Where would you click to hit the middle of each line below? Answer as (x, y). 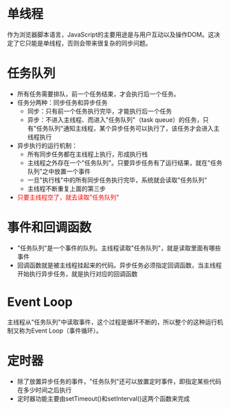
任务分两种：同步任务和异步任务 (62, 102)
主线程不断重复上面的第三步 (67, 188)
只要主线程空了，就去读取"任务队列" (68, 197)
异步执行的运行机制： (47, 145)
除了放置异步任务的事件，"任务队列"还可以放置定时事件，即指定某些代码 (119, 381)
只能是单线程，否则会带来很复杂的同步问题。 (88, 43)
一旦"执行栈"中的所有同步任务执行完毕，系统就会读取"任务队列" (117, 180)
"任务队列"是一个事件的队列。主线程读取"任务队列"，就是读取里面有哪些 (119, 248)
